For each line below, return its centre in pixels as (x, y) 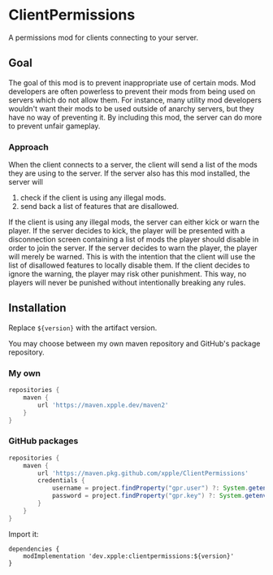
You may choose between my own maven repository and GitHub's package (134, 343)
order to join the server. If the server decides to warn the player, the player (133, 248)
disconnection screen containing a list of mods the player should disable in (134, 240)
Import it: (24, 534)
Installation (37, 308)
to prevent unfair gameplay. (54, 126)
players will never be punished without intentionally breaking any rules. (127, 283)
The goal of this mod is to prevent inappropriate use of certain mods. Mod (132, 82)
